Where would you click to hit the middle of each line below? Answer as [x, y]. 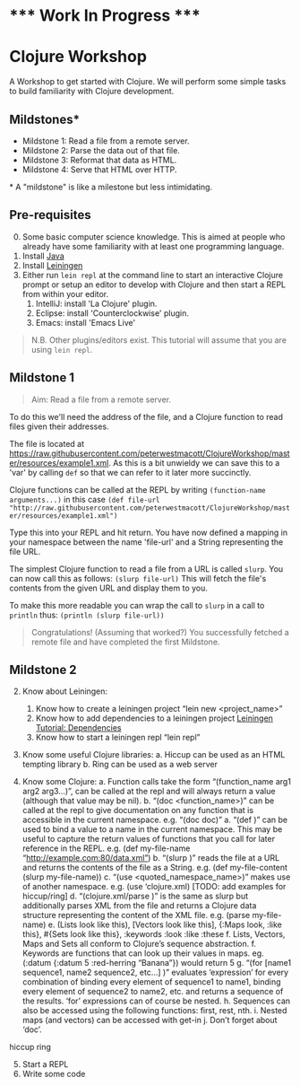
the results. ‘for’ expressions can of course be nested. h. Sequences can [156, 1001]
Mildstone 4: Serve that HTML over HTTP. [99, 169]
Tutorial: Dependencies [78, 728]
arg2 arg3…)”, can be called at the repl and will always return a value [149, 792]
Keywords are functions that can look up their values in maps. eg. [143, 953]
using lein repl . [62, 349]
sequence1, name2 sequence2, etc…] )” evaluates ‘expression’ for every [155, 972]
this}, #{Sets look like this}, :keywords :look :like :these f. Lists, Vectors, [154, 934]
